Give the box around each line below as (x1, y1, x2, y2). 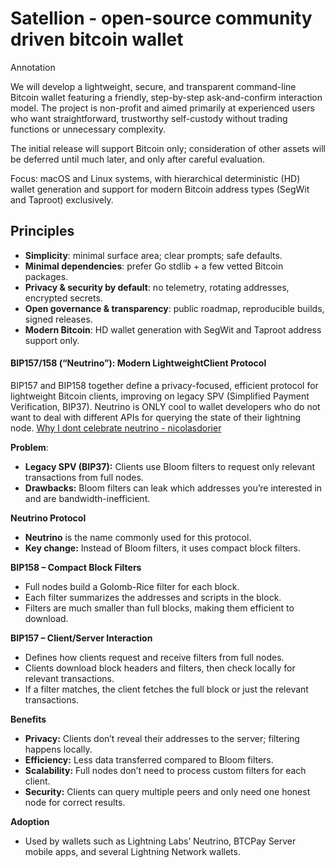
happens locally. (24, 743, 93, 755)
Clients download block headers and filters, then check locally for (24, 662, 296, 674)
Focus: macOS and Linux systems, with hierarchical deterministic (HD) (10, 172, 301, 184)
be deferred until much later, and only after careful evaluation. (10, 153, 266, 165)
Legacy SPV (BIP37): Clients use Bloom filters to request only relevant (24, 460, 316, 472)
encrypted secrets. (24, 292, 103, 304)
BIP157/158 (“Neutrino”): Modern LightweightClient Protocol (10, 357, 267, 369)
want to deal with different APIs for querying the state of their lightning (10, 411, 302, 423)
